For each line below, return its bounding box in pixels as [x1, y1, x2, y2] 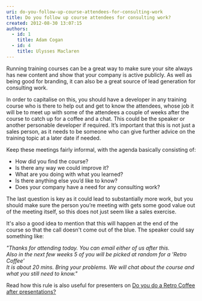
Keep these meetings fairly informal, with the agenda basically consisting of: [6, 146, 196, 153]
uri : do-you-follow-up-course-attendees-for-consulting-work [6, 8, 163, 15]
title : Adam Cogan [17, 37, 63, 43]
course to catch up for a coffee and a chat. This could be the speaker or [6, 115, 185, 122]
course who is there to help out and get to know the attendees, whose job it [6, 102, 194, 109]
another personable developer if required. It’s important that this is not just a [6, 121, 195, 129]
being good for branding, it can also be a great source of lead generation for [6, 77, 196, 85]
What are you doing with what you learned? [14, 170, 124, 178]
